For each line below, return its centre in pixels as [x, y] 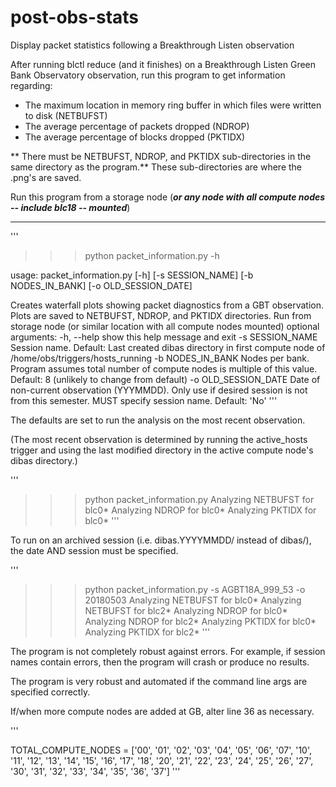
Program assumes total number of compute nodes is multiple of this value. [164, 368]
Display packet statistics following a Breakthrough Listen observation [152, 45]
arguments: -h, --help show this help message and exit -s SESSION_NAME [164, 337]
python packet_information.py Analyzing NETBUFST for [199, 499]
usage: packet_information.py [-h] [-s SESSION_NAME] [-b [132, 275]
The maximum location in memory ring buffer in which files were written [173, 105]
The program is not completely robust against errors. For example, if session [168, 651]
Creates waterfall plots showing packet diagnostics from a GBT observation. [167, 305]
